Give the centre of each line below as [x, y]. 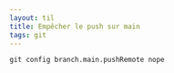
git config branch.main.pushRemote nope [87, 60]
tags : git [28, 35]
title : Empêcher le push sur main [75, 26]
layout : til [32, 18]
